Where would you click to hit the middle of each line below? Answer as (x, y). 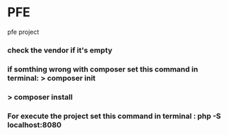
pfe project (23, 32)
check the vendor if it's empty (60, 50)
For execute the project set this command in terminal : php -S (114, 116)
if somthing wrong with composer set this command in (103, 69)
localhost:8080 (35, 124)
